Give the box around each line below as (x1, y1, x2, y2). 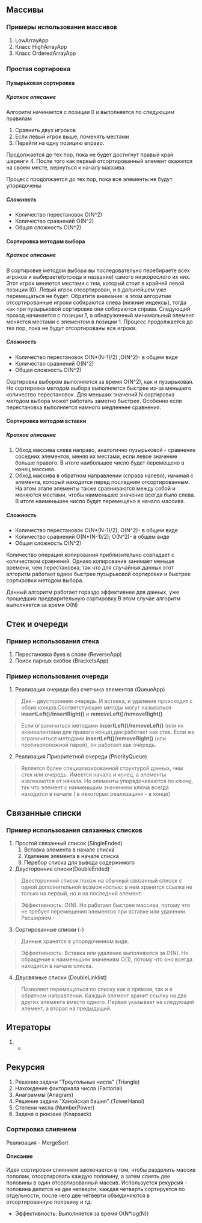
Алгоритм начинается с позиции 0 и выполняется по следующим (6, 109, 175, 116)
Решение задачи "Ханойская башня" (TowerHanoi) (14, 1098, 145, 1105)
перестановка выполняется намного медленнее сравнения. (6, 404, 161, 411)
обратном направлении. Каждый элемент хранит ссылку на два (20, 992, 187, 999)
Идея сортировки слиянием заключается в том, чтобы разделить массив (6, 1166, 196, 1173)
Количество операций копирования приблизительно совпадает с (6, 551, 175, 559)
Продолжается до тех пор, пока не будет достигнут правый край (6, 151, 174, 159)
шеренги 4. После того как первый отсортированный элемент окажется (6, 157, 193, 165)
